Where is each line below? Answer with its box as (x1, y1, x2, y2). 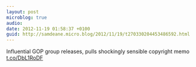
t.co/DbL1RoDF (6, 54, 43, 62)
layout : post (6, 8, 39, 15)
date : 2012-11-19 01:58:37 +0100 (6, 25, 90, 32)
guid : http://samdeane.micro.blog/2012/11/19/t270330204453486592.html (6, 31, 190, 37)
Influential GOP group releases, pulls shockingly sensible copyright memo (6, 48, 190, 55)
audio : (6, 20, 23, 26)
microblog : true (6, 14, 47, 21)
